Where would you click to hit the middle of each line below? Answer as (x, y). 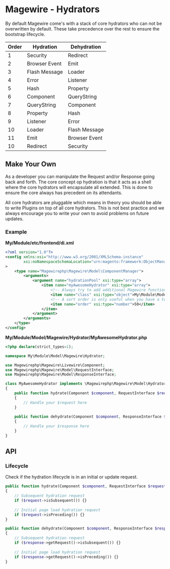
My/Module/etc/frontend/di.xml (40, 243)
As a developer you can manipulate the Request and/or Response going (80, 176)
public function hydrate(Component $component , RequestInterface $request (86, 486)
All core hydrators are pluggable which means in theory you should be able (83, 202)
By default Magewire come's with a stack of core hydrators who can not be (84, 23)
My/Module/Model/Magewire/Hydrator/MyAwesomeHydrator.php (76, 337)
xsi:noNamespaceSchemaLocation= (58, 262)
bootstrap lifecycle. (25, 34)
